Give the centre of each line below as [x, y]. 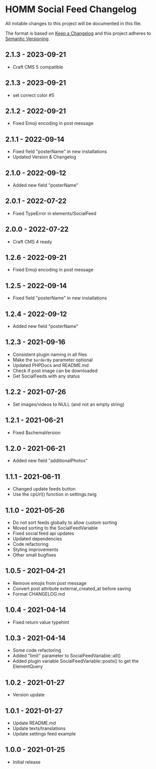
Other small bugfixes [34, 555]
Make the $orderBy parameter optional [53, 360]
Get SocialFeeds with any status [46, 376]
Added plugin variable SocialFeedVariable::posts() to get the [75, 661]
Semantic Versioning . [27, 39]
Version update [28, 695]
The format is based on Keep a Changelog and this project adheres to [78, 33]
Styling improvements [35, 549]
